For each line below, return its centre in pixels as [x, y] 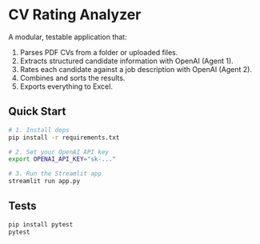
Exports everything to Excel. [66, 86]
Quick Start [37, 112]
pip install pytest [41, 224]
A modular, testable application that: [68, 37]
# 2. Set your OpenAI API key [59, 152]
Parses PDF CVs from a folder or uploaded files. [99, 52]
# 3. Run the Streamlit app [55, 174]
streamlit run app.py [44, 182]
